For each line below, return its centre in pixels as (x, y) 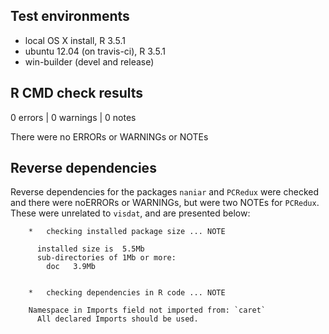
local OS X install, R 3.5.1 (75, 40)
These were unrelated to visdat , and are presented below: (130, 213)
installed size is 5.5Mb (90, 249)
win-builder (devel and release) (89, 61)
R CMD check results (77, 93)
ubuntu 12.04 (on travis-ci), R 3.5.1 (95, 51)
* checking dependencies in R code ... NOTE (127, 293)
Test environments (70, 16)
